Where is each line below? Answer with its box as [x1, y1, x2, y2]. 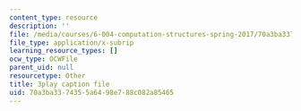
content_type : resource [9, 13, 99, 22]
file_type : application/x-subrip [9, 38, 134, 47]
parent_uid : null [9, 64, 74, 73]
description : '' [9, 21, 70, 30]
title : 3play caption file [9, 80, 110, 89]
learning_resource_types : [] [9, 47, 118, 55]
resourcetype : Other [9, 72, 87, 81]
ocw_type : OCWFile [9, 55, 78, 64]
